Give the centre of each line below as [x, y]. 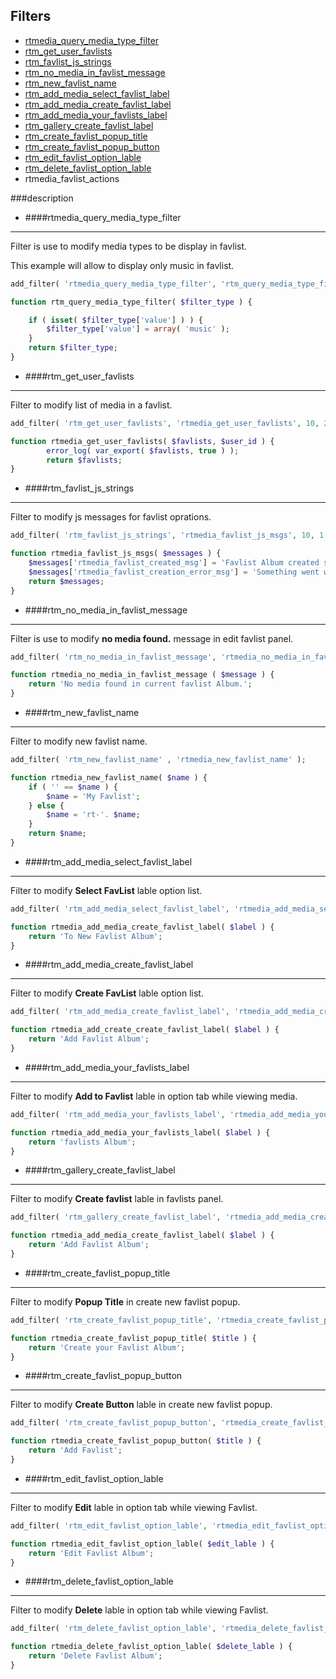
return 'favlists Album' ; [82, 1142]
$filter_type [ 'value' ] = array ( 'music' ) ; [138, 329]
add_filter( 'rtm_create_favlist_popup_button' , [113, 1423]
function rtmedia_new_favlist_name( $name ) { [109, 777]
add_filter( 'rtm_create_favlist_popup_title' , [111, 1320]
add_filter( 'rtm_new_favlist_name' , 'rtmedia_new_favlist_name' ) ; [158, 760]
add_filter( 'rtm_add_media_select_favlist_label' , [120, 909]
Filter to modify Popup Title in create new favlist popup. [125, 1301]
